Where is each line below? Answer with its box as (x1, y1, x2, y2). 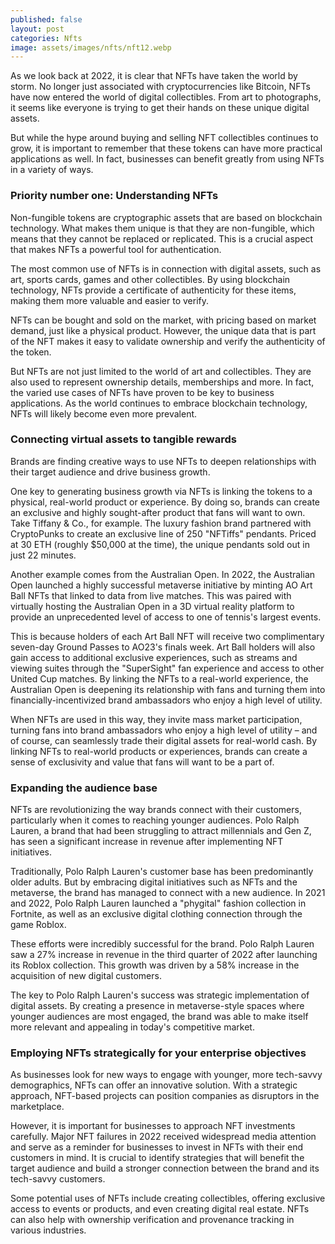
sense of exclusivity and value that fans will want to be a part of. (10, 756, 275, 768)
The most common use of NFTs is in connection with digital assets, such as (10, 262, 322, 275)
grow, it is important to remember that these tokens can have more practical (10, 142, 323, 155)
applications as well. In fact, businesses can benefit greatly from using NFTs (10, 153, 325, 165)
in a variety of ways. (10, 164, 94, 176)
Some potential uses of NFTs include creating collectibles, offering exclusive (10, 1192, 326, 1205)
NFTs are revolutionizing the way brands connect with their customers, (10, 804, 302, 816)
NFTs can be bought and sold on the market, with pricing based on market (10, 314, 317, 326)
